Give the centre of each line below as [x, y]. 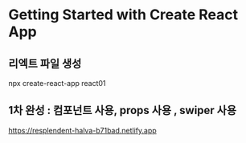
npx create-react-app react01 [57, 83]
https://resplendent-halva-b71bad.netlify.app [82, 130]
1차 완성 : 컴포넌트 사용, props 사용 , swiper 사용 [123, 110]
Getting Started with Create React [123, 15]
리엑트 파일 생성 [45, 63]
